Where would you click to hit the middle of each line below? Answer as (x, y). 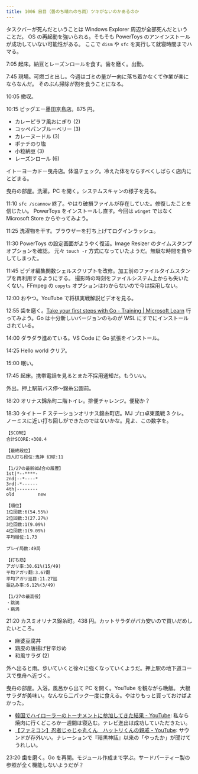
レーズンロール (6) (37, 158)
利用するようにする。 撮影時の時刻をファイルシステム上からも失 (100, 278)
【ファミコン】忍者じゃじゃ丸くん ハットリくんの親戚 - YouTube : (96, 730)
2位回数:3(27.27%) (27, 518)
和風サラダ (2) (32, 655)
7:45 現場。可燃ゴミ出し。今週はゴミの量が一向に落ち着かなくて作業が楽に (98, 76)
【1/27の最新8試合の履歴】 (35, 468)
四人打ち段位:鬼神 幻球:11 (35, 457)
